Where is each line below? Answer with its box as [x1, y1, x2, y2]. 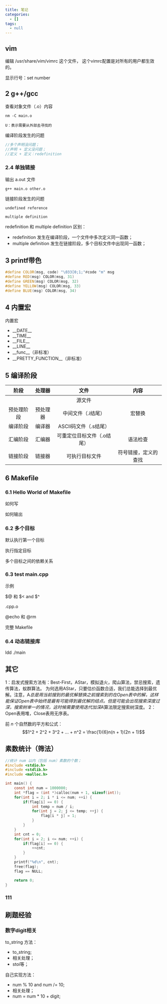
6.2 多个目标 [5, 525, 35, 532]
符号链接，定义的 [118, 449, 158, 456]
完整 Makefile [5, 624, 33, 630]
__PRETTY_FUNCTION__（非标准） [12, 355, 84, 361]
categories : [5, 12, 30, 17]
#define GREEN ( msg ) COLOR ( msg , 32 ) [5, 279, 79, 284]
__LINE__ [12, 343, 31, 349]
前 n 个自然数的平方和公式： [5, 721, 63, 727]
